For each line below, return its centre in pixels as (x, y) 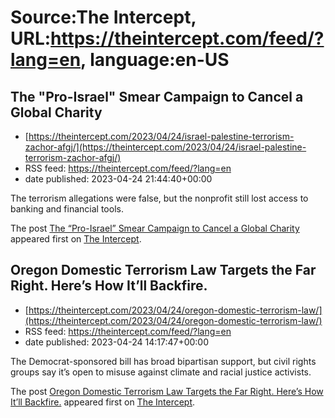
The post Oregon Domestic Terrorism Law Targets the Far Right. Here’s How (167, 391)
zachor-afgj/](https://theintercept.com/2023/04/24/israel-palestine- (165, 147)
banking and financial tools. (67, 209)
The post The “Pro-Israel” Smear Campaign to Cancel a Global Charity (155, 228)
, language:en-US (155, 60)
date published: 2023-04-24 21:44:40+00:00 (118, 179)
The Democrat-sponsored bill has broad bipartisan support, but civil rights (163, 361)
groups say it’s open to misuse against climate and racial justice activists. (161, 372)
